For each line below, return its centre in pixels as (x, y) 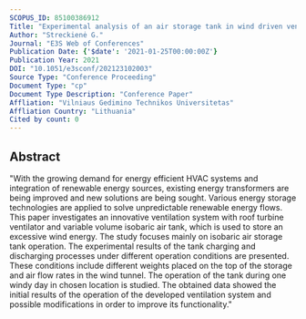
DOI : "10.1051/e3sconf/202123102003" (81, 69)
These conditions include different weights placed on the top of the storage (151, 265)
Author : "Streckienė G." (56, 35)
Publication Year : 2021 (55, 60)
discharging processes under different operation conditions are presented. (149, 255)
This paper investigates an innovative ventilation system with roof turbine (147, 217)
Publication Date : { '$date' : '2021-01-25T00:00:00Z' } (114, 52)
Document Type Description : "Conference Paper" (102, 94)
